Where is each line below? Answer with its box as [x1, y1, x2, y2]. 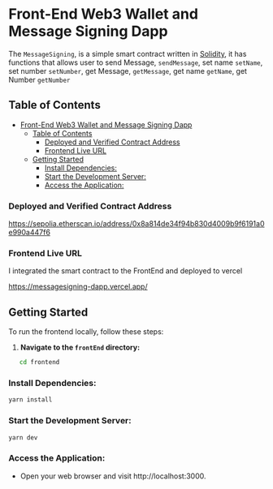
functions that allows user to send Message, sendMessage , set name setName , [8, 58, 263, 67]
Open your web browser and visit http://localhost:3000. [19, 471, 206, 481]
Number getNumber [8, 75, 71, 84]
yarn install [8, 396, 53, 404]
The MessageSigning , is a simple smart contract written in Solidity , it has [8, 49, 247, 58]
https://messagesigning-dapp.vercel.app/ [8, 281, 148, 292]
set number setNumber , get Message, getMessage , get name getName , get [8, 66, 248, 75]
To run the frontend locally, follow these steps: [8, 327, 164, 337]
